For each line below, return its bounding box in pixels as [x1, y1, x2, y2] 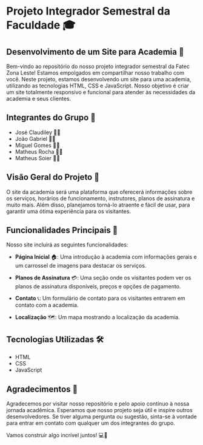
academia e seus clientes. [6, 95, 72, 102]
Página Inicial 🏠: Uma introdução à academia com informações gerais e [15, 253, 197, 260]
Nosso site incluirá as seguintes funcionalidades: [6, 241, 128, 248]
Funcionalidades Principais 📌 [6, 225, 118, 236]
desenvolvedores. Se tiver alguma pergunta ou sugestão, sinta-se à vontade [6, 413, 197, 420]
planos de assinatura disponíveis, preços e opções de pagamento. [15, 283, 181, 290]
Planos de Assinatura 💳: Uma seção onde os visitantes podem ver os [15, 274, 191, 282]
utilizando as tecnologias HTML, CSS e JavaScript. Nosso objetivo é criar [6, 82, 190, 89]
